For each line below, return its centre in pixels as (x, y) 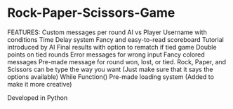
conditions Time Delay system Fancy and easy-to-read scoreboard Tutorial (116, 39)
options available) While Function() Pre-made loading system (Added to (111, 77)
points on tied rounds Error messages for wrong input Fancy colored (106, 54)
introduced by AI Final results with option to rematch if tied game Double (112, 47)
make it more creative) (40, 84)
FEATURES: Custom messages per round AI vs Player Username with (107, 32)
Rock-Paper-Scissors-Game (91, 13)
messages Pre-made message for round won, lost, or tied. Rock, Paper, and (117, 61)
